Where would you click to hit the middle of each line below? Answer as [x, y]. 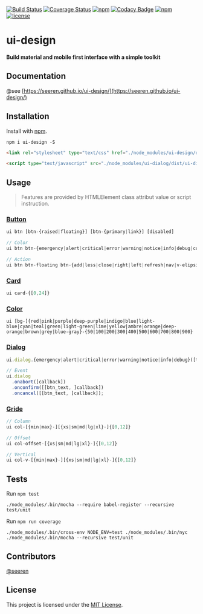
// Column [19, 422]
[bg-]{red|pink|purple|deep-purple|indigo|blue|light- [85, 322]
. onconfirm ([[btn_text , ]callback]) [58, 388]
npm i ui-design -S [31, 142]
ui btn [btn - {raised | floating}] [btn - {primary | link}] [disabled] [90, 232]
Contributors [31, 556]
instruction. [35, 204]
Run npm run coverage [34, 521]
